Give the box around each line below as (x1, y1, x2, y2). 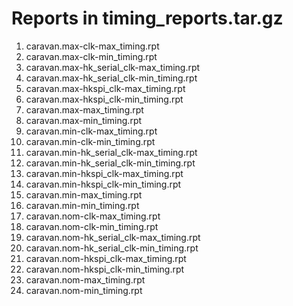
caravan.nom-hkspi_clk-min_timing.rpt (25, 263, 185, 275)
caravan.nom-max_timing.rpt (25, 273, 146, 286)
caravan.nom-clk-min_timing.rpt (25, 220, 159, 232)
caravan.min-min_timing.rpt (25, 199, 140, 211)
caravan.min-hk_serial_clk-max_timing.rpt (25, 146, 198, 158)
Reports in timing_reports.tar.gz (11, 7, 284, 30)
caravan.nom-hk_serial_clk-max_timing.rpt (25, 231, 201, 243)
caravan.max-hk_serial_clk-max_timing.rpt (25, 61, 201, 73)
